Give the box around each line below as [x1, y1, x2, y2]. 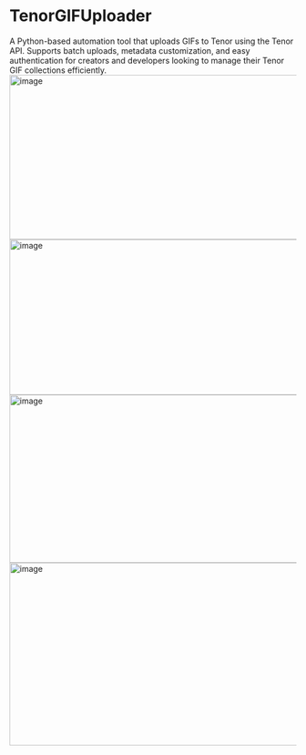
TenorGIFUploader [9, 5, 152, 26]
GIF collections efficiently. [9, 65, 107, 76]
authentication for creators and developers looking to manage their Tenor [9, 55, 285, 66]
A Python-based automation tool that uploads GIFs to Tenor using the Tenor [9, 36, 294, 46]
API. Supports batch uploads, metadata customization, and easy [9, 45, 250, 56]
